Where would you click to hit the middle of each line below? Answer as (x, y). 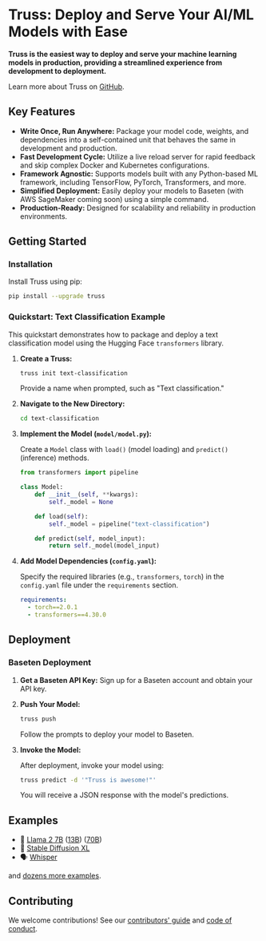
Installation (31, 265)
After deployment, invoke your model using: (91, 765)
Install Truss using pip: (45, 281)
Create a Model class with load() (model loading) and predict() (124, 450)
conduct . (23, 929)
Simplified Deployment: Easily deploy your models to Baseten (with (131, 191)
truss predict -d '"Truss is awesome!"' (88, 780)
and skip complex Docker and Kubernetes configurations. (115, 165)
